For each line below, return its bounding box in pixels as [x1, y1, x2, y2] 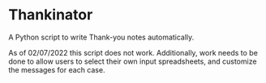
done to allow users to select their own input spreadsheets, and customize [8, 56, 257, 66]
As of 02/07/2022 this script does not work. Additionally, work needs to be [8, 48, 258, 57]
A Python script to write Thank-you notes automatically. [8, 32, 195, 42]
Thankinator [8, 6, 93, 24]
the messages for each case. [8, 64, 105, 74]
